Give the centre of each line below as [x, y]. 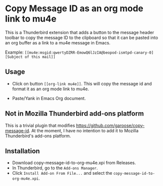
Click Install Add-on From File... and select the [62, 173]
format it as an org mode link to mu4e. [51, 89]
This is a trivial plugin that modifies [40, 125]
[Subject [14, 57]
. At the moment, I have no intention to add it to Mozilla [84, 130]
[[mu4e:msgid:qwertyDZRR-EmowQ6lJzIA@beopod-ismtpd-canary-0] [89, 52]
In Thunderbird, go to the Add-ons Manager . [55, 168]
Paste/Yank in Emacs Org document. [49, 98]
